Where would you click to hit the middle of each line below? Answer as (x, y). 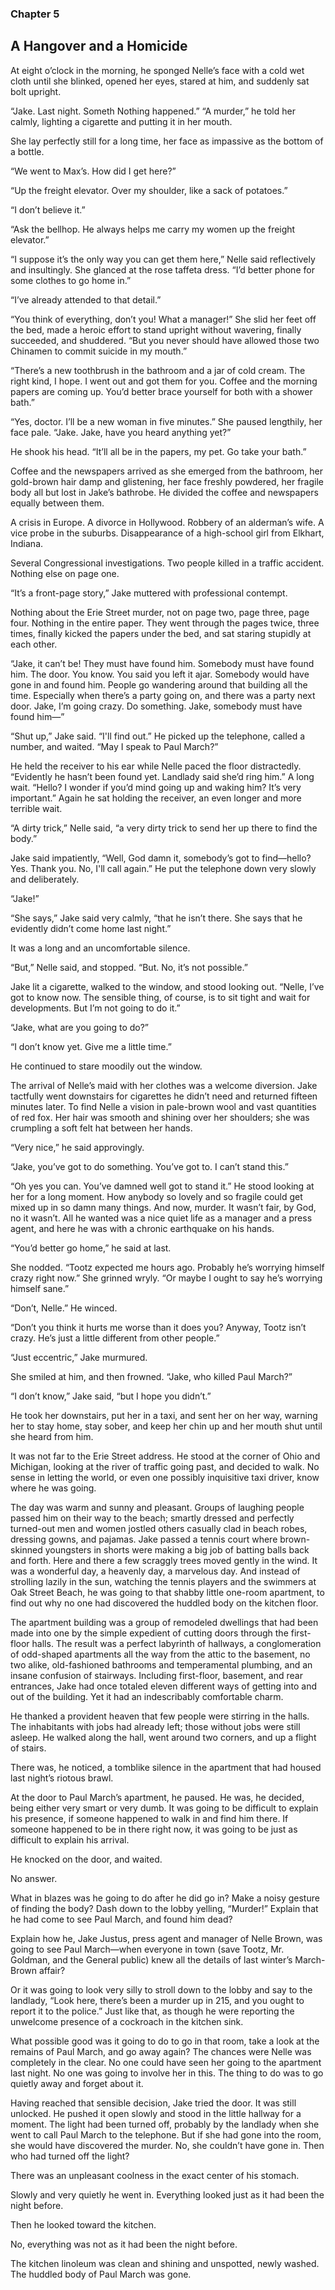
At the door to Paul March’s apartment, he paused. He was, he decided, (157, 1797)
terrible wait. (36, 808)
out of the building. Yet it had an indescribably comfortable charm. (147, 1696)
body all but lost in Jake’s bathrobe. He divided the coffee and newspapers (164, 492)
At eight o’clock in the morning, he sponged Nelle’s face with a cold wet (157, 70)
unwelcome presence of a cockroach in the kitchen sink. (127, 2021)
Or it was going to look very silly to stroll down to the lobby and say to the (161, 1989)
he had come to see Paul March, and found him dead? (121, 1919)
